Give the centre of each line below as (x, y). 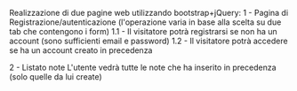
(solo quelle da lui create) (56, 77)
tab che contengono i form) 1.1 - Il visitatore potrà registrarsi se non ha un (143, 31)
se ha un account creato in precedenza (81, 50)
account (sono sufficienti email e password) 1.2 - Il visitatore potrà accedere (148, 41)
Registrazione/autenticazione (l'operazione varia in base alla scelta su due (145, 22)
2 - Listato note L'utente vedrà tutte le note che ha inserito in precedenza (143, 67)
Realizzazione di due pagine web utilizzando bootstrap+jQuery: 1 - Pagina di (149, 13)
